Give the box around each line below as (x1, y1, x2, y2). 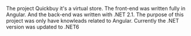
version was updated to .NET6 (6, 23, 79, 30)
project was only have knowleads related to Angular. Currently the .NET (6, 17, 179, 24)
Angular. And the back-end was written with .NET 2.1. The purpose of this (6, 11, 184, 18)
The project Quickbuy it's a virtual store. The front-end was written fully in (6, 5, 186, 12)
